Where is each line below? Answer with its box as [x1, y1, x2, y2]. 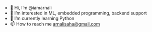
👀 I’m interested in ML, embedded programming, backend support [10, 10, 147, 16]
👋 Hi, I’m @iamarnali [10, 5, 52, 10]
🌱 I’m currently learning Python [10, 15, 74, 21]
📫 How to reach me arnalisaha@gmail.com [10, 21, 100, 27]
